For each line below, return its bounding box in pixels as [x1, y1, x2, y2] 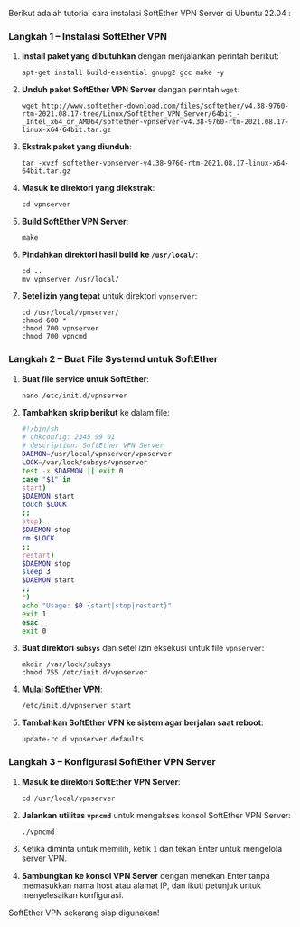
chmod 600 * [21, 316, 67, 325]
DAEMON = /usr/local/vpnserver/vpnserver [21, 450, 173, 459]
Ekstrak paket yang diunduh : [21, 141, 132, 152]
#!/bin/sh [21, 425, 60, 434]
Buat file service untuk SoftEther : [21, 373, 150, 384]
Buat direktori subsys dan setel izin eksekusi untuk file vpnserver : [21, 643, 265, 654]
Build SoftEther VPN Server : [21, 216, 129, 227]
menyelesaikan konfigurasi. [21, 889, 124, 900]
